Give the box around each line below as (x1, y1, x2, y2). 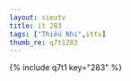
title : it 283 (9, 21, 63, 30)
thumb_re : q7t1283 (9, 37, 78, 47)
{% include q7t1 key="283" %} (9, 62, 123, 73)
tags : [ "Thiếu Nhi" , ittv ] (9, 29, 106, 38)
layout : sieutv (9, 12, 66, 22)
